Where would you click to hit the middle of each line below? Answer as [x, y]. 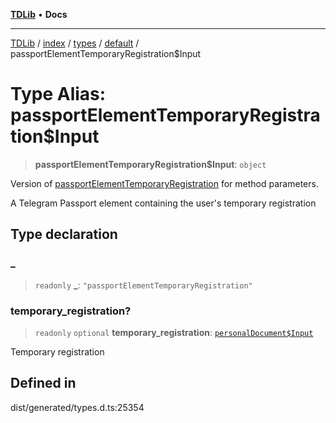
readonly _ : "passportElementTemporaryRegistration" [143, 285]
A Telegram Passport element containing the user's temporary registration [163, 203]
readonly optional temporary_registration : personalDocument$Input [174, 332]
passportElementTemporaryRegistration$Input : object [150, 164]
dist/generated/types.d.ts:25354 [77, 407]
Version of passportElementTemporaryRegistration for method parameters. [164, 183]
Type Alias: [58, 94]
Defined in [43, 383]
